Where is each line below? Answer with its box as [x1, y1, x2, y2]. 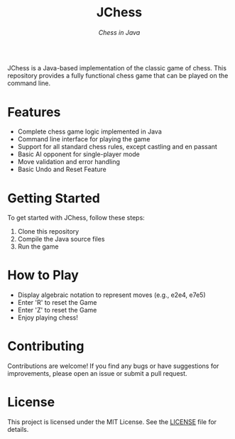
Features [7, 104, 61, 120]
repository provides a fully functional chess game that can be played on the [7, 72, 229, 80]
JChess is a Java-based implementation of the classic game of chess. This [7, 64, 227, 72]
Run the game [17, 242, 59, 251]
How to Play [7, 267, 80, 283]
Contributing [7, 338, 84, 354]
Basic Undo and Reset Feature [17, 165, 106, 174]
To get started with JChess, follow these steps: [7, 214, 146, 222]
